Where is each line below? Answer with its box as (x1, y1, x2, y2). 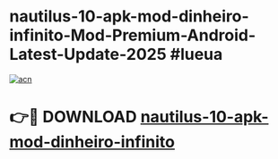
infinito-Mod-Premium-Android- (9, 25, 256, 46)
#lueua (169, 45, 223, 64)
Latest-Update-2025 (9, 45, 168, 64)
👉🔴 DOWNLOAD (9, 107, 137, 127)
